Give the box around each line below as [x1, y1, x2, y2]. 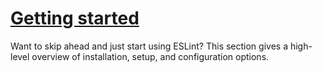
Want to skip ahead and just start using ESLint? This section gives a [10, 40, 289, 52]
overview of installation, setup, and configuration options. [31, 50, 270, 62]
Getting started [10, 7, 140, 30]
